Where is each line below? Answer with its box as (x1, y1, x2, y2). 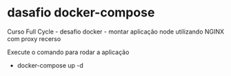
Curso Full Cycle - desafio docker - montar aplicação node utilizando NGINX (7, 27, 225, 36)
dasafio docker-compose (7, 5, 155, 21)
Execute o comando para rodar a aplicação (7, 48, 130, 56)
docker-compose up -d (17, 61, 84, 69)
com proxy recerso (7, 34, 61, 42)
